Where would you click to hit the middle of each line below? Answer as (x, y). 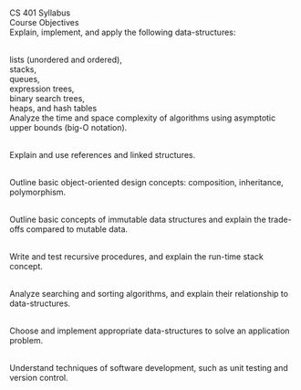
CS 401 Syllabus (40, 13)
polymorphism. (38, 192)
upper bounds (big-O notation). (68, 127)
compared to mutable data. (77, 229)
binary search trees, (47, 98)
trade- (280, 219)
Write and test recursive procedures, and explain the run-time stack (137, 257)
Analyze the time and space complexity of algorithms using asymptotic (143, 118)
